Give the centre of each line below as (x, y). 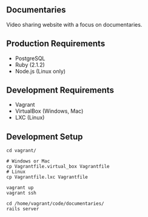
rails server (23, 209)
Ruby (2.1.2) (30, 65)
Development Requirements (60, 90)
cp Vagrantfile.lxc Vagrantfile (47, 177)
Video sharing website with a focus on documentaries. (74, 24)
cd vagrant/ (21, 151)
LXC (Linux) (30, 118)
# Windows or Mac (28, 161)
